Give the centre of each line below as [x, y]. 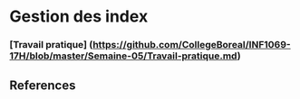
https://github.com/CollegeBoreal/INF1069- [192, 45]
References [43, 85]
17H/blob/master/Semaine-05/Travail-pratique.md [123, 56]
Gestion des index [79, 17]
